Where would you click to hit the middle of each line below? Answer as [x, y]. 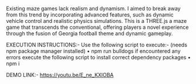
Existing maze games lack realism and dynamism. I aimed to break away [93, 9]
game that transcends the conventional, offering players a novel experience [97, 27]
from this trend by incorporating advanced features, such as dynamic [90, 15]
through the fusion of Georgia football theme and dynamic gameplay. [89, 33]
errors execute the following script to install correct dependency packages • [98, 57]
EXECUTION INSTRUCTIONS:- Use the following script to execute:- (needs [97, 45]
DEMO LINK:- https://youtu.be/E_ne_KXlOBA [60, 75]
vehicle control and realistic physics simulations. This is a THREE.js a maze [97, 21]
